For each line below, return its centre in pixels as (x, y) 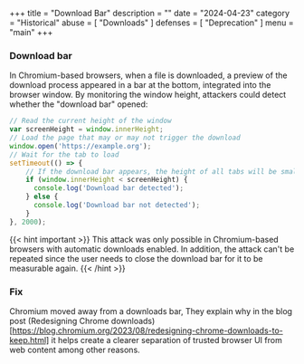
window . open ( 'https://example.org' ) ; (81, 146)
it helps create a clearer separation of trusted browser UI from (166, 340)
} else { (42, 197)
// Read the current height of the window (90, 121)
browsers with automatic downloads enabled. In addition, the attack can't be (152, 249)
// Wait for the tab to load (64, 154)
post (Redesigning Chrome (59, 321)
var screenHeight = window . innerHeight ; (87, 129)
